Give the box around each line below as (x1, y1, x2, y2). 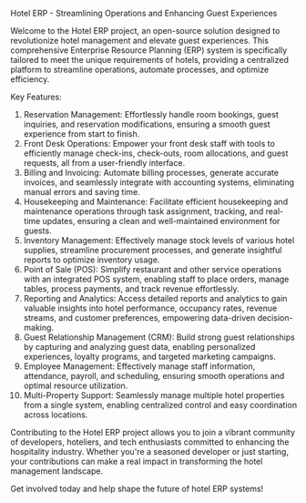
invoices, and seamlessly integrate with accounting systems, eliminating (23, 177, 295, 188)
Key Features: (10, 91, 62, 102)
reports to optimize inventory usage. (23, 254, 160, 265)
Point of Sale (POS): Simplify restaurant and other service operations (23, 264, 282, 274)
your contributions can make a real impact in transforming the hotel (10, 456, 263, 467)
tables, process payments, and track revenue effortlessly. (23, 283, 240, 294)
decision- (257, 313, 293, 323)
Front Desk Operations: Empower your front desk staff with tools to (23, 139, 276, 149)
